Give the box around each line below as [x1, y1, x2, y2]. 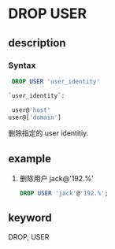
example [8, 151, 52, 165]
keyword [8, 211, 53, 225]
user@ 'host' [11, 106, 51, 114]
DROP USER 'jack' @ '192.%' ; [19, 190, 109, 198]
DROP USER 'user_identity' [11, 77, 101, 85]
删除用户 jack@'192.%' [19, 174, 95, 184]
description [8, 36, 66, 50]
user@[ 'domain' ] [8, 113, 61, 121]
